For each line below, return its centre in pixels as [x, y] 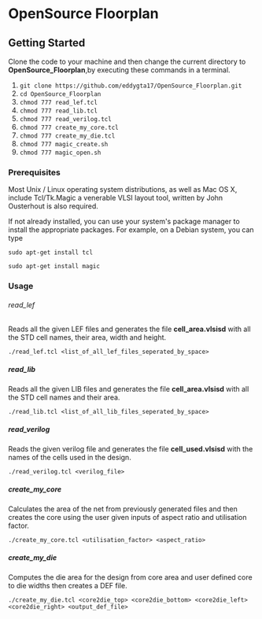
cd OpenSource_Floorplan [60, 94]
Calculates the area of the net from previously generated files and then [123, 509]
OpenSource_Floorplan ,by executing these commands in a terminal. [119, 70]
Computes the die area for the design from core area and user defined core [131, 577]
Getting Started [47, 43]
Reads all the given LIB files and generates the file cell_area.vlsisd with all [129, 389]
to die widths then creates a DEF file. [68, 586]
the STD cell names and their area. [64, 397]
